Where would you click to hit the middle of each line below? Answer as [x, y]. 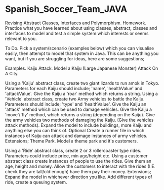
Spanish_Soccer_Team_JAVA [66, 9]
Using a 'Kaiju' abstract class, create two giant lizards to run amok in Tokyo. [82, 83]
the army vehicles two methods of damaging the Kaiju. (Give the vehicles [80, 120]
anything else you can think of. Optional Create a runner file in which [75, 130]
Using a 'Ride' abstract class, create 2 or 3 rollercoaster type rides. [73, 150]
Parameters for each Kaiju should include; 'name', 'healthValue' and [74, 88]
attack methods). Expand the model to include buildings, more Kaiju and [78, 125]
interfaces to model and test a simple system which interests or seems [77, 33]
